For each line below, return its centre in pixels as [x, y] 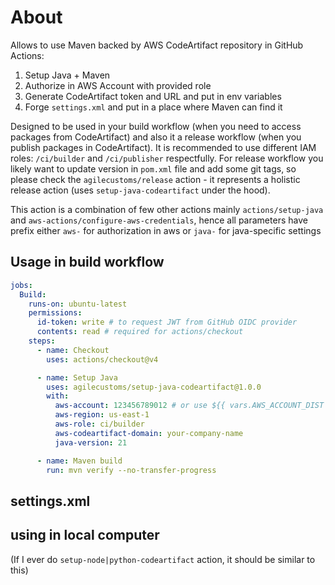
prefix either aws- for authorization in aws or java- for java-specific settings [166, 230]
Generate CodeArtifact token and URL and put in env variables [153, 96]
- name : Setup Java [77, 377]
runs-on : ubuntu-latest [78, 304]
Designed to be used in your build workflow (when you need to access [156, 126]
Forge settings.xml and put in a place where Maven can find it [153, 107]
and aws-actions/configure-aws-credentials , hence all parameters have [159, 220]
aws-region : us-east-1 [102, 415]
